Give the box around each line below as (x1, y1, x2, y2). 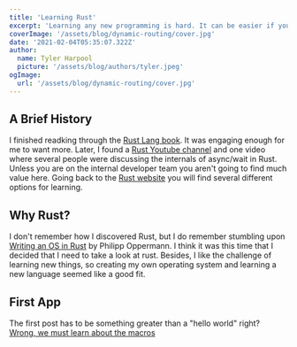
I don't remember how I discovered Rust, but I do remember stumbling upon (9, 231, 286, 242)
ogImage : (9, 71, 42, 80)
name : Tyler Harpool (17, 54, 93, 63)
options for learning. (9, 182, 83, 193)
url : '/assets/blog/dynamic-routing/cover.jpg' (17, 79, 196, 88)
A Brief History (9, 112, 93, 127)
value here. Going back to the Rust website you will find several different (9, 173, 273, 183)
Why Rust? (9, 207, 71, 222)
